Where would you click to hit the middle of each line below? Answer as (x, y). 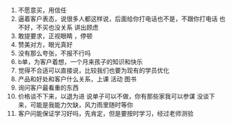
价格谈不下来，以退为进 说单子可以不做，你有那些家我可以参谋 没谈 (113, 96)
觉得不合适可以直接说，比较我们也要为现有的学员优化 (94, 70)
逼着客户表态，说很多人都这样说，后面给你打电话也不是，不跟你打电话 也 (122, 19)
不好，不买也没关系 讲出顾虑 (58, 27)
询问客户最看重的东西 (48, 87)
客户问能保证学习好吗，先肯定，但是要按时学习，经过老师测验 (106, 113)
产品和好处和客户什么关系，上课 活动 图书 (77, 79)
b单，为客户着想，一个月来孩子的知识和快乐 (80, 62)
